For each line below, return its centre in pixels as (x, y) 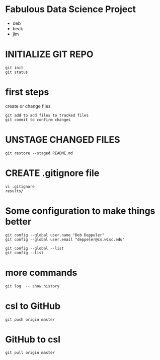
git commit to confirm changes (38, 119)
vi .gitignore (20, 187)
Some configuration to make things (80, 211)
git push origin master (30, 319)
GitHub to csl (33, 339)
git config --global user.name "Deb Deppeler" (55, 235)
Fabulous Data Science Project (70, 9)
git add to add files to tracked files (47, 115)
